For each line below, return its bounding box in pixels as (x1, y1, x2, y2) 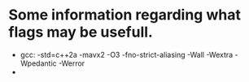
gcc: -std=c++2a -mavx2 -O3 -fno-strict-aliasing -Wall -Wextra (20, 50, 234, 59)
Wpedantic (20, 58, 57, 68)
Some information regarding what (8, 6, 242, 24)
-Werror (58, 58, 85, 68)
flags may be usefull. (8, 23, 153, 41)
